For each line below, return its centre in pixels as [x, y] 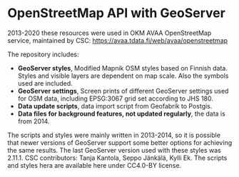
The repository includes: [43, 54]
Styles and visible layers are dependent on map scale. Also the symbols [123, 76]
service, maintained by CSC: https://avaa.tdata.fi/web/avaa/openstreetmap [118, 40]
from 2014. [34, 121]
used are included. [45, 83]
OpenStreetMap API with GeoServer [117, 13]
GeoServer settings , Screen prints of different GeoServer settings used [123, 91]
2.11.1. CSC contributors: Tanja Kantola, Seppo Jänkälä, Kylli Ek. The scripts [117, 158]
